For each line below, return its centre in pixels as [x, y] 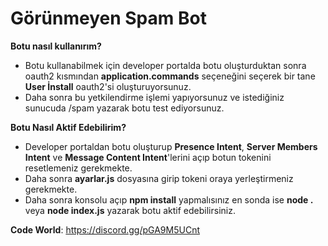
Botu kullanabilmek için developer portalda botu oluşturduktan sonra [165, 65]
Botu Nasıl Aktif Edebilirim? [68, 127]
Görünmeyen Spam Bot [108, 18]
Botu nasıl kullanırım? [56, 46]
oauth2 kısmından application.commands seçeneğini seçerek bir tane [170, 76]
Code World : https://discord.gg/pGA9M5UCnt [105, 229]
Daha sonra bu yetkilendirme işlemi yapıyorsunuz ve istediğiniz [154, 97]
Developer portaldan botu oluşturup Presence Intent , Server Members [171, 146]
